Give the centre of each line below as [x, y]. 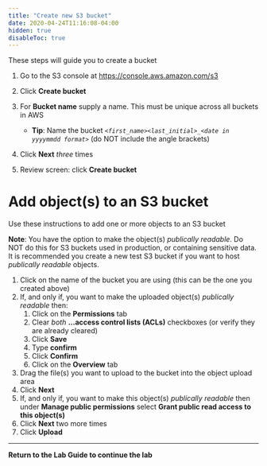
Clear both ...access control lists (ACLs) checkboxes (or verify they [143, 322]
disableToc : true [37, 38]
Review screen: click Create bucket [78, 170]
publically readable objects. [54, 265]
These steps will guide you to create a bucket [83, 60]
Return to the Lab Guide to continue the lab [80, 455]
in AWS [32, 115]
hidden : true [30, 30]
